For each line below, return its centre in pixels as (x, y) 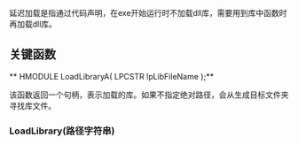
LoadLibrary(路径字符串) (62, 131)
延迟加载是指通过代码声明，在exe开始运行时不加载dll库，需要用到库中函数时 (148, 13)
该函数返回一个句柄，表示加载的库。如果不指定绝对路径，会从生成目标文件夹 (149, 95)
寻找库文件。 (32, 105)
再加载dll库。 (33, 24)
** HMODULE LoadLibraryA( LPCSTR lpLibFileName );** (112, 76)
